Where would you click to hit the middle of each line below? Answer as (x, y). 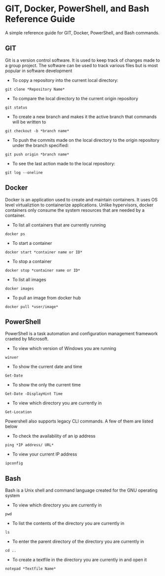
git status (16, 107)
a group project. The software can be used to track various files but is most (82, 65)
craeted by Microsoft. (27, 339)
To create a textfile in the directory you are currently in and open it (79, 560)
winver (12, 358)
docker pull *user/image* (32, 307)
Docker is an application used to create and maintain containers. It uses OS (81, 199)
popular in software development (39, 71)
